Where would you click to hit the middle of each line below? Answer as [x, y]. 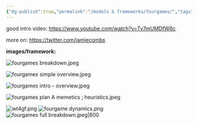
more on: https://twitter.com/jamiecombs [56, 40]
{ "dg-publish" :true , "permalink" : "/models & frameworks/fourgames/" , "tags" [100, 12]
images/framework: [31, 51]
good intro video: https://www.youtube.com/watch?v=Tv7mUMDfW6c [91, 28]
